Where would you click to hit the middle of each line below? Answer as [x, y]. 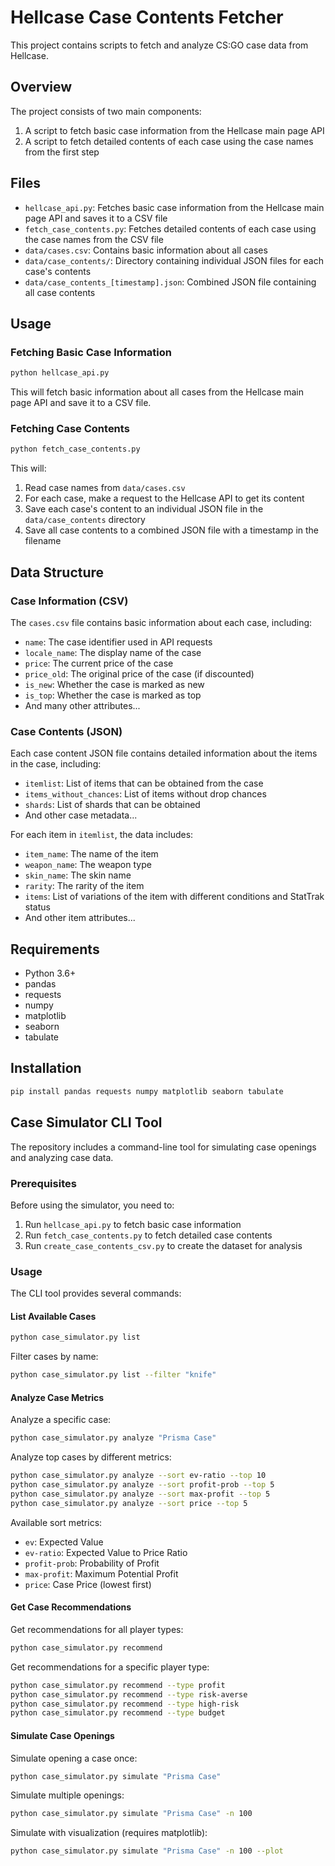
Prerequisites [43, 1183]
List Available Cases [53, 1316]
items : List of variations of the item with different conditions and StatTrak [174, 897]
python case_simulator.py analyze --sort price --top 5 [129, 1503]
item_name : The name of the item [91, 854]
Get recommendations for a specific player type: [110, 1667]
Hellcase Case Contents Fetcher [147, 17]
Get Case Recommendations [71, 1607]
